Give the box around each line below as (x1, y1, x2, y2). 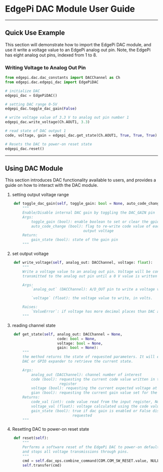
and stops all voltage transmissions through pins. (22, 449, 130, 454)
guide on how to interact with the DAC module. (5, 182, 98, 188)
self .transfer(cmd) (22, 463, 62, 468)
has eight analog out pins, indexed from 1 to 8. (5, 52, 98, 58)
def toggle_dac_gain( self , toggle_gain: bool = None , (14, 201, 125, 206)
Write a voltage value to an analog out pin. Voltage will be (22, 269, 151, 274)
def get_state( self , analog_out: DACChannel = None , (14, 332, 123, 337)
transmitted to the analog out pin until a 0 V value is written (22, 273, 158, 278)
